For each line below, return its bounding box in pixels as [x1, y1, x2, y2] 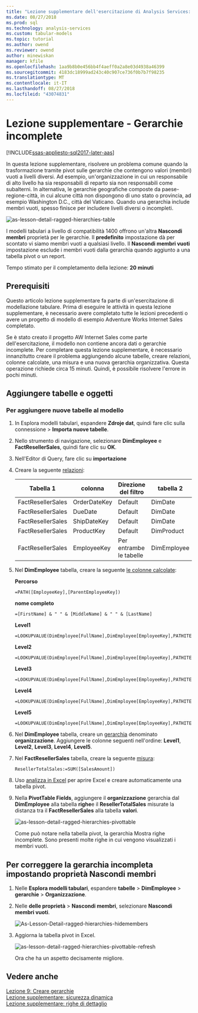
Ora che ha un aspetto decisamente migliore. [14, 954, 124, 961]
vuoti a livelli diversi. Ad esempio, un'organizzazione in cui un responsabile [6, 173, 188, 180]
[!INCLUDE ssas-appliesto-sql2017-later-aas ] [6, 149, 115, 156]
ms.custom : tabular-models [6, 31, 72, 37]
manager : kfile [6, 58, 44, 64]
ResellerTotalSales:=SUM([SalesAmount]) [14, 766, 115, 773]
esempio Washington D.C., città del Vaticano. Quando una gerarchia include [6, 198, 190, 205]
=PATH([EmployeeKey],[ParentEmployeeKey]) [14, 590, 121, 596]
